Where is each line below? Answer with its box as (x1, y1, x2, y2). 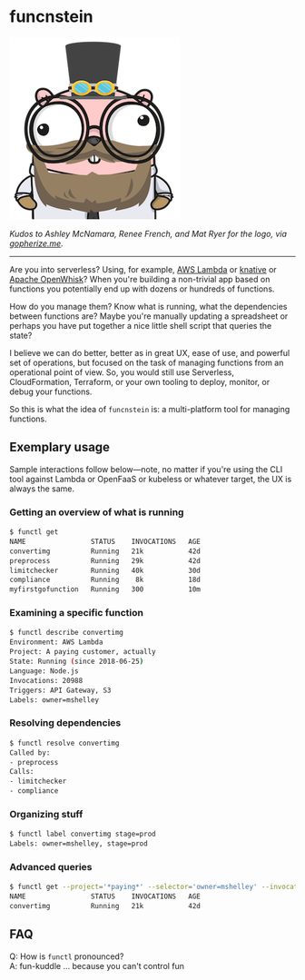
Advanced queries (9, 860, 93, 873)
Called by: (9, 747, 51, 757)
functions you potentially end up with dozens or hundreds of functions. (9, 283, 275, 294)
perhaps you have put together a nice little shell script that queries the (9, 320, 272, 331)
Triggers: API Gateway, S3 (9, 686, 112, 695)
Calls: (9, 767, 34, 777)
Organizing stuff (9, 807, 84, 820)
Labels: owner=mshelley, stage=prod (9, 839, 148, 848)
